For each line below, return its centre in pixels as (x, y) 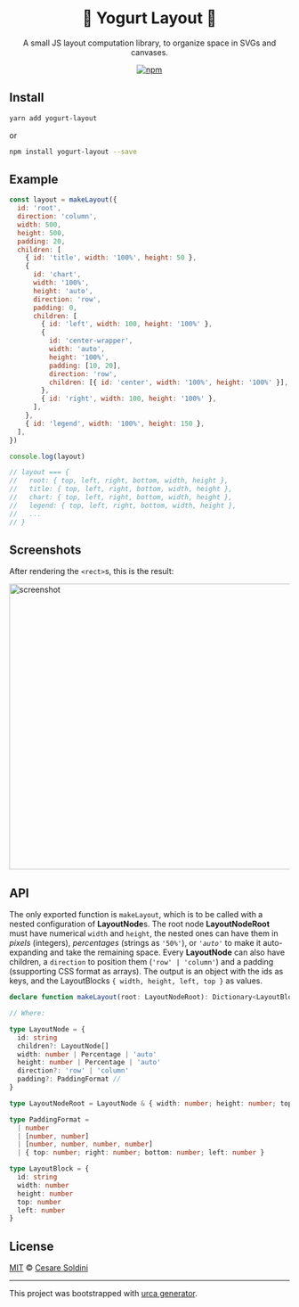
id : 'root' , (40, 209)
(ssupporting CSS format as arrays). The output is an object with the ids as (146, 972)
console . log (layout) (48, 456)
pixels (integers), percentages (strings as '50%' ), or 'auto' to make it (135, 943)
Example (34, 179)
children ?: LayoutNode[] (63, 1046)
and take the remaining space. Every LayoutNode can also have (168, 952)
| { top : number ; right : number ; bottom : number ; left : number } (141, 1153)
